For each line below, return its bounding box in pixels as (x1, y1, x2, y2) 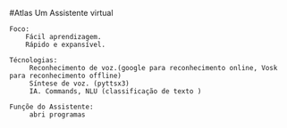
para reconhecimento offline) (9, 71, 122, 80)
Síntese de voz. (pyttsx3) (29, 79, 130, 88)
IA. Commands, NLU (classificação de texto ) (29, 87, 202, 96)
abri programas (29, 110, 87, 119)
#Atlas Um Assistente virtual (9, 8, 114, 18)
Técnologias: (9, 56, 58, 65)
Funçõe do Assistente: (9, 102, 94, 111)
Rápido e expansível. (25, 40, 106, 49)
